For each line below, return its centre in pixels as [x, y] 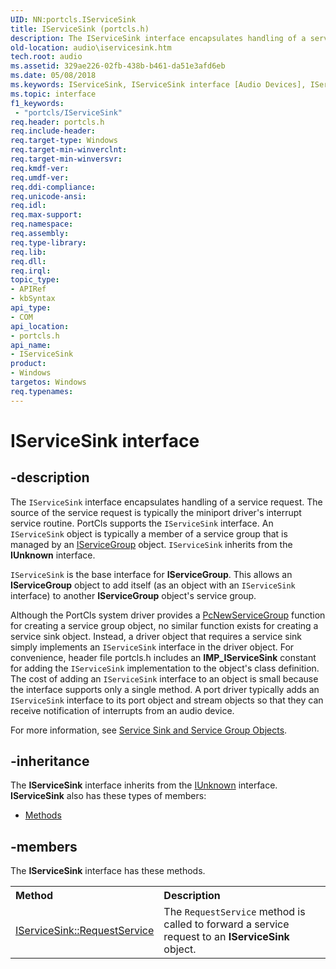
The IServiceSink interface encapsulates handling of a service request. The [166, 502]
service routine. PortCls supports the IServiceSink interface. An [142, 523]
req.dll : [28, 261]
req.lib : [28, 252]
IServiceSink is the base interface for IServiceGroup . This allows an [151, 574]
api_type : [31, 308]
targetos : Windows [48, 382]
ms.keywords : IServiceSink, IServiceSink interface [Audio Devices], [158, 85]
